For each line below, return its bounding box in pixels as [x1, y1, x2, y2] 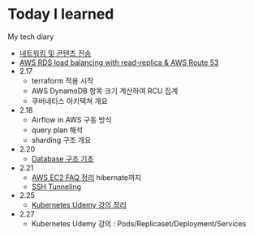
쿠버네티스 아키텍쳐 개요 [31, 96, 109, 105]
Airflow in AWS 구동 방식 [31, 114, 112, 124]
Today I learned [7, 5, 114, 24]
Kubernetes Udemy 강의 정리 [31, 200, 127, 209]
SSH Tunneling [31, 182, 82, 191]
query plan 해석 [31, 125, 83, 135]
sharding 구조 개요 [31, 135, 92, 144]
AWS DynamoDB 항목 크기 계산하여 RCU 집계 [31, 86, 179, 96]
